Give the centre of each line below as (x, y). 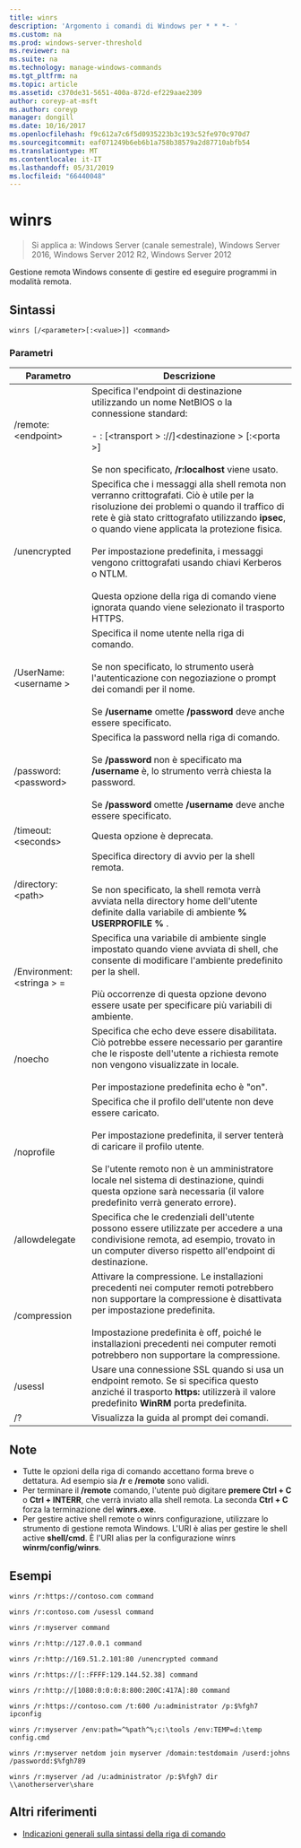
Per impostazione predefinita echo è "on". (180, 1088)
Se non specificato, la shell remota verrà (176, 890)
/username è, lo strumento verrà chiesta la (181, 771)
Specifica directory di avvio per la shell (173, 856)
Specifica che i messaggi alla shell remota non (189, 484)
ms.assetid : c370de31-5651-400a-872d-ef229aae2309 (106, 92)
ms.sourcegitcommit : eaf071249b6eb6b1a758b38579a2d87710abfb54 (130, 143)
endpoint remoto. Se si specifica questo (175, 1381)
